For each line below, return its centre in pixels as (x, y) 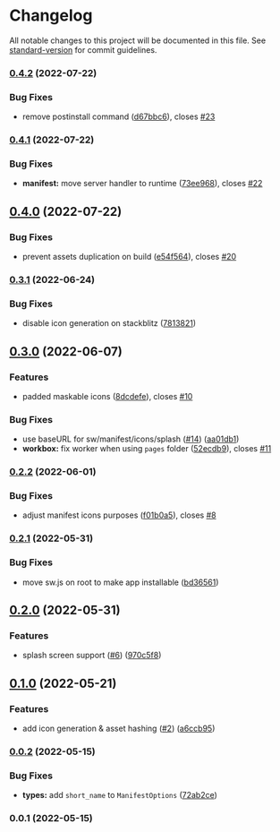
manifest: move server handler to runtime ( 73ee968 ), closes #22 (142, 184)
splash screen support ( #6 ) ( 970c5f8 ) (92, 656)
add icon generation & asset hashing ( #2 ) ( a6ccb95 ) (119, 729)
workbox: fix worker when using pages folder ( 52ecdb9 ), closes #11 (147, 449)
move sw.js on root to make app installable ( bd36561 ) (120, 582)
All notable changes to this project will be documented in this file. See (138, 40)
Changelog (51, 16)
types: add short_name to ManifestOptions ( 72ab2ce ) (119, 795)
